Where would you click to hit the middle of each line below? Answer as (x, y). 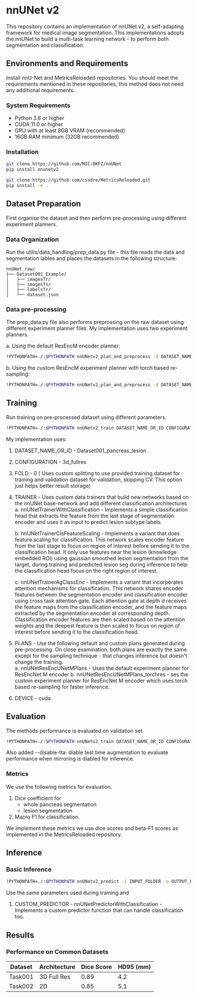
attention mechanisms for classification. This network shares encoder (99, 588)
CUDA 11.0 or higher (39, 124)
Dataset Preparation (43, 204)
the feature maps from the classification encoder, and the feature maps (101, 607)
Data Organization (33, 239)
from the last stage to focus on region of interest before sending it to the (102, 546)
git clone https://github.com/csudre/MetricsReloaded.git (78, 180)
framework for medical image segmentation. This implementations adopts (95, 32)
